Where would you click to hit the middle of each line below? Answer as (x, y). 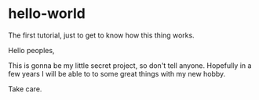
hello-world (47, 14)
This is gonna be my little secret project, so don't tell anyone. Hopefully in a (130, 65)
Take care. (25, 89)
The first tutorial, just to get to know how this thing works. (101, 35)
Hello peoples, (31, 50)
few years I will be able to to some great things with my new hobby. (117, 73)
